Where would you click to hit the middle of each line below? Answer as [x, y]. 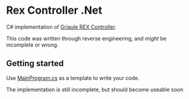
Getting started [35, 64]
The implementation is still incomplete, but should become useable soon [95, 89]
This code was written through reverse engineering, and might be [86, 38]
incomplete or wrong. [32, 45]
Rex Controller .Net [54, 10]
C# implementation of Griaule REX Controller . [62, 27]
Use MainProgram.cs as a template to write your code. [73, 78]
